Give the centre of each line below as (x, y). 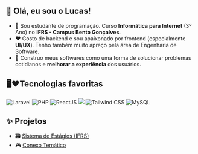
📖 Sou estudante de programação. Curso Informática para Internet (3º (103, 25)
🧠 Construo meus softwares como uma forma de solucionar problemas (103, 57)
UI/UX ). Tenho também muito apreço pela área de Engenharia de (96, 45)
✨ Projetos (27, 121)
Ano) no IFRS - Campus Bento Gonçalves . (68, 32)
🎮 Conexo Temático (40, 145)
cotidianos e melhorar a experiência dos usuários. (78, 64)
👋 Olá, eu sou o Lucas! (49, 11)
